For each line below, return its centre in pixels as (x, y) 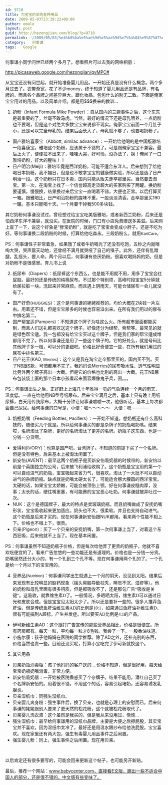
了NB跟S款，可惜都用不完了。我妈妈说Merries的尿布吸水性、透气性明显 (86, 366)
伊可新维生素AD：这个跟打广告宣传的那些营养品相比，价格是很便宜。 (83, 625)
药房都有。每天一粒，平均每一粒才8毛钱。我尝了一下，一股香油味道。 (88, 631)
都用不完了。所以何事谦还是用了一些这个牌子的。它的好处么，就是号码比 (87, 340)
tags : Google (21, 47)
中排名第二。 (25, 315)
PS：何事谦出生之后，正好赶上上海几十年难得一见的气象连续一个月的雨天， (82, 389)
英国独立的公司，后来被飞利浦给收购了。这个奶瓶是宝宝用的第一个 (93, 466)
